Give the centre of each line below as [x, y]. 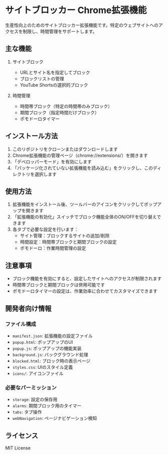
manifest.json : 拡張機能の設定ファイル [52, 336]
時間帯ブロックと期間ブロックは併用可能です [59, 285]
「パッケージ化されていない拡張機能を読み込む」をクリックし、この [83, 168]
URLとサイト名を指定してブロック [55, 72]
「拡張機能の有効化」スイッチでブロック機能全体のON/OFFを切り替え [85, 217]
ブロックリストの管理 [42, 79]
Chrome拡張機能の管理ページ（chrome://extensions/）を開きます [80, 155]
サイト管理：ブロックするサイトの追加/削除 [65, 236]
